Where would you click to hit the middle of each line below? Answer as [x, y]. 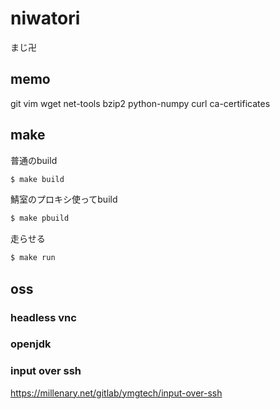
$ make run [33, 258]
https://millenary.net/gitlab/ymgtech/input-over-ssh [116, 393]
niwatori [45, 18]
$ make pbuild [40, 218]
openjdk [31, 344]
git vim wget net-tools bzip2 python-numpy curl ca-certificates [140, 103]
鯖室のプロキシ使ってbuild [64, 199]
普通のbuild [34, 160]
